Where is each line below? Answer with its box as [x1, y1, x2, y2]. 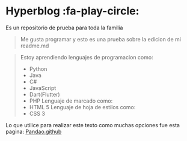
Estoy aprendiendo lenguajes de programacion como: [20, 53, 154, 61]
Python [29, 65, 48, 73]
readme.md [20, 42, 49, 49]
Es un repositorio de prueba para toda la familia [5, 24, 123, 31]
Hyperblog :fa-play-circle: [5, 4, 139, 18]
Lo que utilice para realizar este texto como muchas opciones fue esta [5, 121, 180, 128]
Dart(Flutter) [29, 91, 61, 98]
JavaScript [29, 84, 57, 91]
